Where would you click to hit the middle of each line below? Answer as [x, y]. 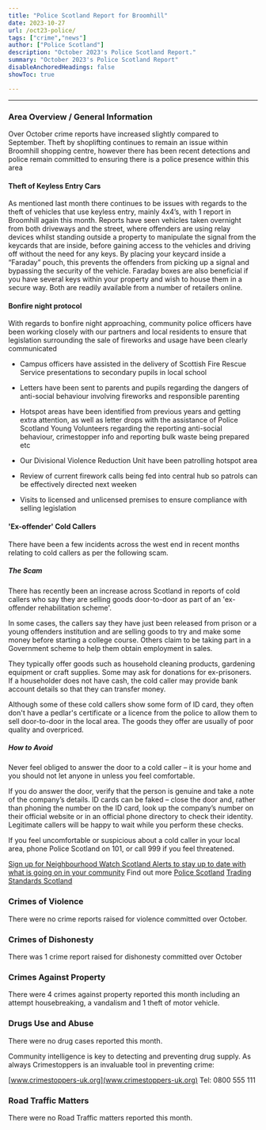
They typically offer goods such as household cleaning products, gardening [132, 664]
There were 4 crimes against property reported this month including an [124, 994]
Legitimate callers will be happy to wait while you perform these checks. [126, 825]
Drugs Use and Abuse [51, 1024]
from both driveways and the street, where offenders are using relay [120, 229]
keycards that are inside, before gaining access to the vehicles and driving [129, 246]
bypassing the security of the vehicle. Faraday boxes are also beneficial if [128, 271]
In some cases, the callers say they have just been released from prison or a [133, 622]
